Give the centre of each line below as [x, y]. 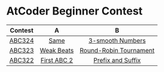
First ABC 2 [57, 60]
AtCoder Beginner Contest [74, 11]
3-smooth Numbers [117, 41]
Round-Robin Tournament [117, 50]
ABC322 [22, 60]
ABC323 [22, 50]
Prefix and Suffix [117, 60]
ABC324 [22, 41]
